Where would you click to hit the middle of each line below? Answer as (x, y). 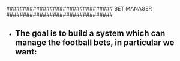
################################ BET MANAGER (79, 9)
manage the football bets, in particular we (94, 43)
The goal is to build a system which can (90, 33)
